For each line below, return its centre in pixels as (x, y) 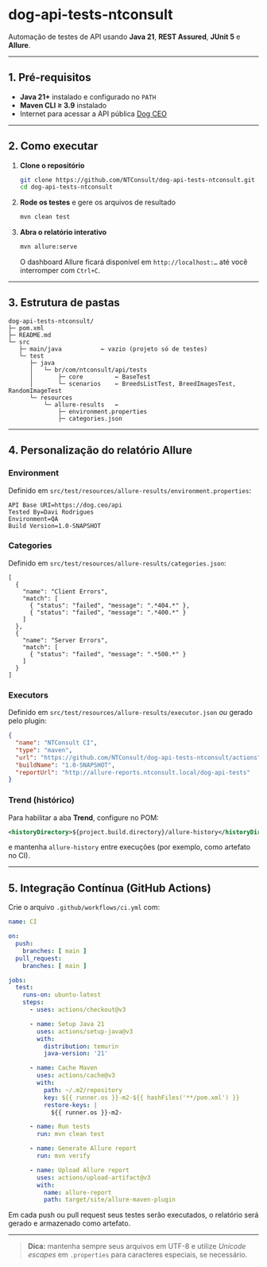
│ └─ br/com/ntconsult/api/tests (88, 370)
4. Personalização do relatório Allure (101, 451)
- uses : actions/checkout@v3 (77, 1010)
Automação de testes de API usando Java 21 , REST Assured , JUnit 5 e (124, 37)
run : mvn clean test (71, 1134)
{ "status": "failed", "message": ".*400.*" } (108, 612)
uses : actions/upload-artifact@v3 (94, 1178)
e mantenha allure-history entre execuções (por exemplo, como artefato (130, 847)
